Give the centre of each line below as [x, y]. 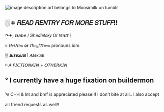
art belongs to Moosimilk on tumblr [83, 8]
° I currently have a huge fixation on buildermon [80, 80]
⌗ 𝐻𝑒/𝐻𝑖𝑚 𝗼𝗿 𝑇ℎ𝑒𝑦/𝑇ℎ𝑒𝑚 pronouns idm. [43, 45]
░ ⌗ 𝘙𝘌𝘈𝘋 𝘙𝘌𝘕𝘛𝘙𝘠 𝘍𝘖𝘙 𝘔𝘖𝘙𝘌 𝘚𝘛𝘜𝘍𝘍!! [61, 23]
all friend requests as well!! [32, 104]
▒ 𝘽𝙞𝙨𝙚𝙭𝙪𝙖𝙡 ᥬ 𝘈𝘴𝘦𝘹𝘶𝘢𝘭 [25, 55]
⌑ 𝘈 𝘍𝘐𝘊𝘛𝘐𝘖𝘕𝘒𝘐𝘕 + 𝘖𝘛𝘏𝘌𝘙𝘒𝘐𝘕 [36, 65]
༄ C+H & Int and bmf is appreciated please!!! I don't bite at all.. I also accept [82, 94]
